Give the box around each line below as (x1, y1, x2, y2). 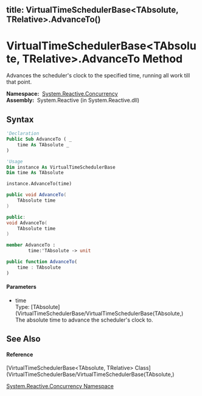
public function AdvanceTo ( (6, 259, 78, 265)
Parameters (6, 283, 37, 291)
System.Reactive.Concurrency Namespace (6, 383, 114, 390)
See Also (6, 334, 41, 344)
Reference (6, 350, 33, 358)
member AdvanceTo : (6, 242, 56, 249)
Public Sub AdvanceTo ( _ (6, 136, 72, 143)
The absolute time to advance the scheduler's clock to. (15, 316, 153, 324)
